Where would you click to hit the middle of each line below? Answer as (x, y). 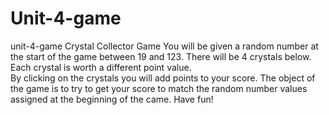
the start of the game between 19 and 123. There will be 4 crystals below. (161, 56)
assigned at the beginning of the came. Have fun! (112, 99)
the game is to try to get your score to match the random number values (159, 88)
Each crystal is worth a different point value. (101, 67)
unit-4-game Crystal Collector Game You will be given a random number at (164, 46)
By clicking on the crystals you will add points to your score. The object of (163, 78)
